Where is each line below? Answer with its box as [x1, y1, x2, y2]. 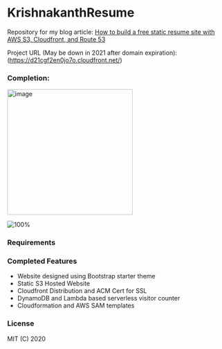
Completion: [7, 73, 50, 82]
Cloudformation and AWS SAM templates [17, 301, 135, 310]
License [7, 319, 35, 328]
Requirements [7, 238, 56, 247]
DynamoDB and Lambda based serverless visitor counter [17, 294, 181, 303]
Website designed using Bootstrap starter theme [17, 272, 156, 280]
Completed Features [7, 256, 77, 266]
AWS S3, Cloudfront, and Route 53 [7, 35, 106, 43]
